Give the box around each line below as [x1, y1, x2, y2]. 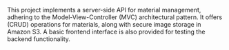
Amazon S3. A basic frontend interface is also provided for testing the [7, 27, 206, 36]
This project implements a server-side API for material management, [7, 6, 201, 14]
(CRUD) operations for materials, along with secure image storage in [7, 21, 201, 28]
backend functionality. [7, 35, 71, 43]
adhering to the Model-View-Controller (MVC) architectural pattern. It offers [7, 13, 223, 21]
